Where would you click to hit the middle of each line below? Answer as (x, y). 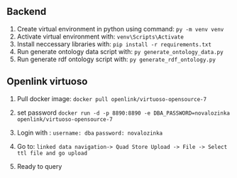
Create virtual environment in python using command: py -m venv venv (120, 28)
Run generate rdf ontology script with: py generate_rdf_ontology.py (116, 59)
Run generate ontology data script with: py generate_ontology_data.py (120, 51)
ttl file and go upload (52, 153)
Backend (27, 12)
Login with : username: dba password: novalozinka (90, 132)
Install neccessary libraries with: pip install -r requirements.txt (114, 44)
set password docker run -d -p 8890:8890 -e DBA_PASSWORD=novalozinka (123, 112)
